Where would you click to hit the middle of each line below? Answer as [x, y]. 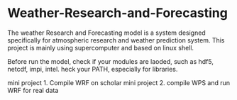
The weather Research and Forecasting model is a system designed [106, 33]
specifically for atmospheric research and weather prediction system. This [116, 40]
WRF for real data [33, 90]
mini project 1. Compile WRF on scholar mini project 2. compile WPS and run [119, 82]
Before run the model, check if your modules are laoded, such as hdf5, [111, 61]
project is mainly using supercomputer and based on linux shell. [100, 48]
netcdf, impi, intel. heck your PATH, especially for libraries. [93, 69]
